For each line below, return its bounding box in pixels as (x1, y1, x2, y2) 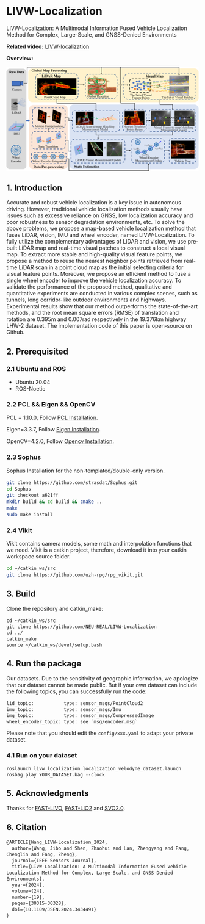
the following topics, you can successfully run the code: (6, 688, 147, 695)
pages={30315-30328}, (12, 900, 67, 906)
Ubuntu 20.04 (15, 378, 51, 386)
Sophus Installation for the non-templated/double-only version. (6, 467, 165, 474)
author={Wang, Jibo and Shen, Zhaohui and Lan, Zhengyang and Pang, (12, 845, 190, 851)
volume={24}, (12, 888, 45, 894)
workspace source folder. (6, 553, 71, 560)
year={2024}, (12, 882, 45, 888)
